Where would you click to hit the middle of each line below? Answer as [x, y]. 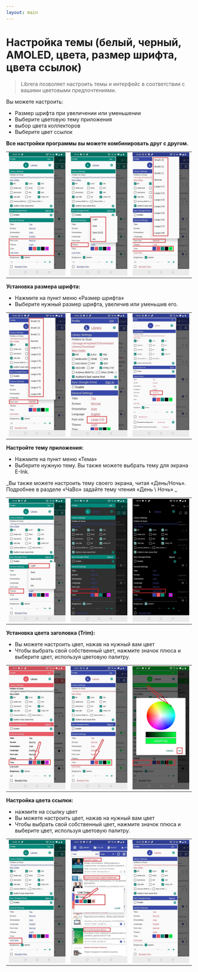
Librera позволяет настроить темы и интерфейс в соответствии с [103, 84]
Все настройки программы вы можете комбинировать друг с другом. [97, 143]
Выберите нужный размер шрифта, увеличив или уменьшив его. [96, 305]
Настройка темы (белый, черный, [94, 42]
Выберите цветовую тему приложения [63, 119]
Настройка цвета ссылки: [40, 800]
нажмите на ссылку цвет [46, 812]
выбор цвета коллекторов [47, 125]
